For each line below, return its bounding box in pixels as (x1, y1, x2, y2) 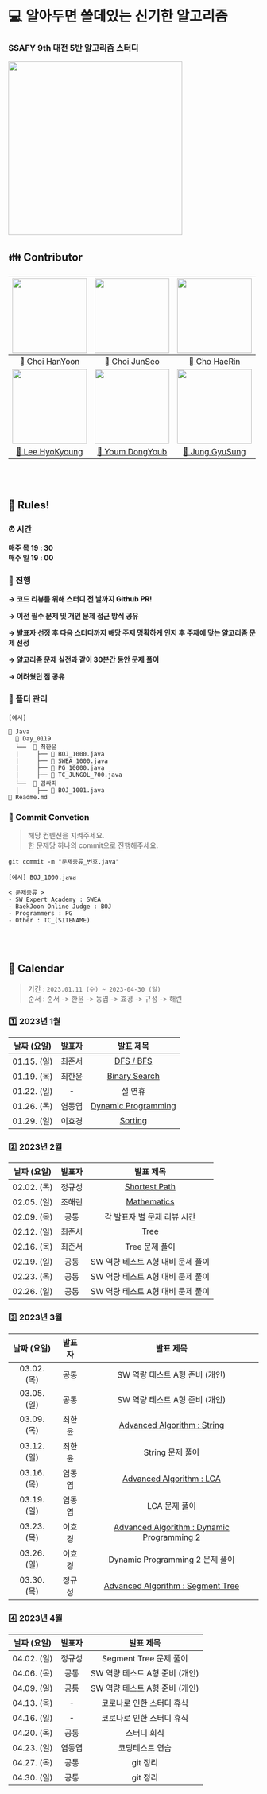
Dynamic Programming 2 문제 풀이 (108, 1554, 235, 1565)
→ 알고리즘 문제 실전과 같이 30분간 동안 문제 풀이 (8, 655, 160, 664)
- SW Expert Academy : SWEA (8, 895, 102, 903)
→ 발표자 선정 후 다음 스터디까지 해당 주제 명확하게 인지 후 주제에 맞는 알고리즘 (8, 628, 248, 638)
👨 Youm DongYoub (96, 447, 168, 458)
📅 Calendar (8, 962, 64, 976)
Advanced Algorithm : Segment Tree (103, 1580, 240, 1591)
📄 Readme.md (8, 793, 48, 801)
